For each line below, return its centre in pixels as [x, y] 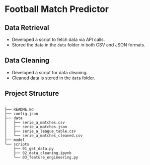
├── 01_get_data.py [34, 149]
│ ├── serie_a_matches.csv [35, 122]
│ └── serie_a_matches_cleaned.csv [44, 136]
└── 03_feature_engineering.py [46, 157]
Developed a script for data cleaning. [50, 72]
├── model [15, 140]
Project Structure [32, 93]
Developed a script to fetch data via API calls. [58, 39]
